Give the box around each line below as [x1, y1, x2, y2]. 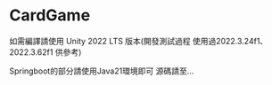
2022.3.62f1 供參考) [9, 46, 82, 58]
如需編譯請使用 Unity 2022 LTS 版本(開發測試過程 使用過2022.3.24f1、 [9, 35, 268, 46]
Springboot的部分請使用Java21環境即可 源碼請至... [9, 66, 194, 76]
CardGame [9, 5, 91, 26]
